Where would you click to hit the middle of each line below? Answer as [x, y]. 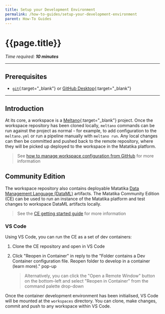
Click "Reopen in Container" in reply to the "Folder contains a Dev [79, 256]
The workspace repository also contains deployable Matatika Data [72, 188]
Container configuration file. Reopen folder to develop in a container [81, 261]
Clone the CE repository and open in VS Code [58, 246]
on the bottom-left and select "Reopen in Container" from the [86, 281]
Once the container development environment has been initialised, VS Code [82, 296]
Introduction [25, 108]
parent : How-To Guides [28, 19]
